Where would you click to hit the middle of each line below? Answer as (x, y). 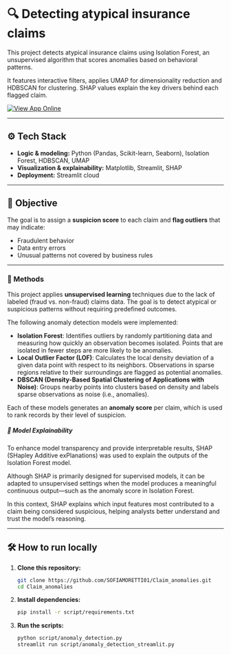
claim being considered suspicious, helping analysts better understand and (113, 511)
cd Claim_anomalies (45, 587)
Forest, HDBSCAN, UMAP (53, 160)
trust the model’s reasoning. (47, 519)
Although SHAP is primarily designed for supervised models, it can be (106, 476)
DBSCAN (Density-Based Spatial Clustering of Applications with (110, 380)
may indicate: (26, 227)
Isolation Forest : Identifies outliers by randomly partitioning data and (114, 335)
